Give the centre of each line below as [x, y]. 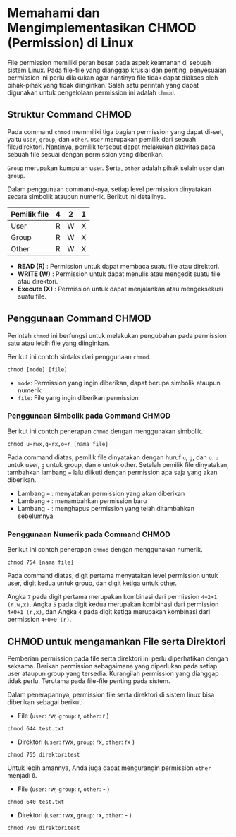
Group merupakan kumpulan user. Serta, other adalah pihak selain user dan [116, 168]
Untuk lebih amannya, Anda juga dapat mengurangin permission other [109, 768]
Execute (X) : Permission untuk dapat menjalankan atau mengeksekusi [120, 289]
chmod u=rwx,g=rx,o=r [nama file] [58, 444]
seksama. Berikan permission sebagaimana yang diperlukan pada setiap [112, 666]
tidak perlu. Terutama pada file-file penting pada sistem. [89, 681]
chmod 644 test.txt [36, 728]
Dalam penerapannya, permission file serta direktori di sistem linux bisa [111, 694]
